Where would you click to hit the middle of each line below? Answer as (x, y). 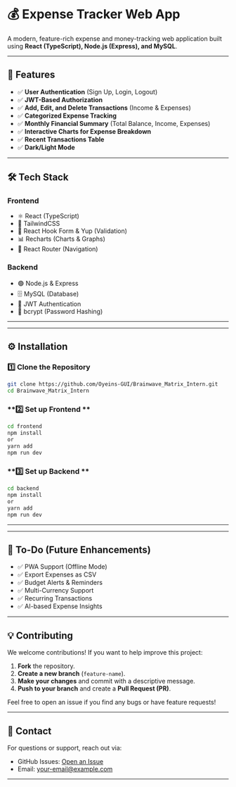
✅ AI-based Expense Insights (60, 606)
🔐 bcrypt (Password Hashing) (60, 311)
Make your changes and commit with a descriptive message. (106, 681)
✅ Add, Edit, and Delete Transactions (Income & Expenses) (104, 108)
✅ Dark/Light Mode (46, 147)
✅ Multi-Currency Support (55, 591)
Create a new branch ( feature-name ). (71, 674)
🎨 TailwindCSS (39, 224)
